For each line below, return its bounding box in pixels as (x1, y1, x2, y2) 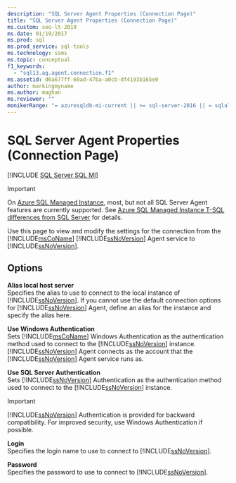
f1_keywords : (7, 63, 46, 70)
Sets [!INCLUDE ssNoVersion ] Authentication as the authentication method (7, 375, 222, 384)
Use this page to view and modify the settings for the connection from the (7, 226, 221, 235)
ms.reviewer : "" (7, 96, 55, 103)
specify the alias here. (7, 311, 72, 319)
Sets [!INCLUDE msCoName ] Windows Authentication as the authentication (7, 332, 224, 341)
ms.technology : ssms (7, 50, 68, 57)
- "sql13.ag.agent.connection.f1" (13, 69, 114, 76)
